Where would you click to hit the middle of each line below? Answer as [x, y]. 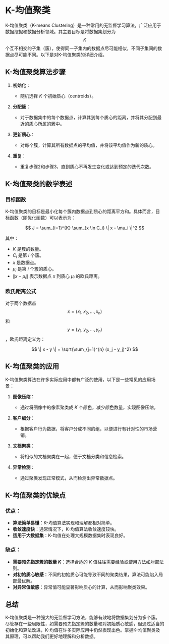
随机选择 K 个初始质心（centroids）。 [58, 96]
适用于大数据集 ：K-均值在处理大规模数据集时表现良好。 [70, 535]
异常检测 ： [24, 467]
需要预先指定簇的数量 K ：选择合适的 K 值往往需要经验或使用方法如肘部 [86, 562]
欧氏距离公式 [21, 291]
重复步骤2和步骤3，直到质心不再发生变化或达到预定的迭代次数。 [87, 167]
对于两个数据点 [21, 303]
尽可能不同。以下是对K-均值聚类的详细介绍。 [61, 55]
